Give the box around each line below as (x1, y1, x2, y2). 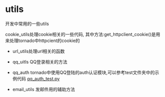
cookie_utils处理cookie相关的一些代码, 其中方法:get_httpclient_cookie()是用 (5, 31, 160, 37)
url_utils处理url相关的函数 (12, 48, 65, 54)
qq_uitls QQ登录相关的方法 (12, 58, 68, 64)
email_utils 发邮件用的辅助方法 (12, 86, 75, 92)
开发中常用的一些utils (5, 20, 49, 26)
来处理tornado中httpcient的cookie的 (5, 37, 80, 43)
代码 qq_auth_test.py (17, 75, 60, 81)
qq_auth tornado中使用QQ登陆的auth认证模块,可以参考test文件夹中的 (12, 69, 155, 75)
